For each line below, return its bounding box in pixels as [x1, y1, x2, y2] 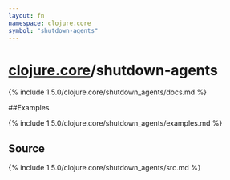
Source [8, 142, 46, 155]
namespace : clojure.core [8, 19, 91, 27]
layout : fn [8, 11, 45, 20]
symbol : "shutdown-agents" [8, 26, 99, 34]
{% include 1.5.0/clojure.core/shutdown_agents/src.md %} [8, 163, 201, 173]
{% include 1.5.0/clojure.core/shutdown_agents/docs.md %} [8, 87, 207, 97]
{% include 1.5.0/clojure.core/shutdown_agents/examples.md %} [8, 118, 223, 128]
